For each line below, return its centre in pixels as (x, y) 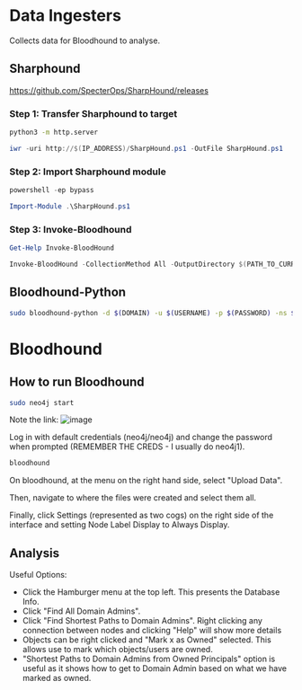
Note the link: (34, 420)
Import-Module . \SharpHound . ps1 (70, 206)
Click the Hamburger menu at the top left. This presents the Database (151, 592)
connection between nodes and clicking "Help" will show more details (152, 631)
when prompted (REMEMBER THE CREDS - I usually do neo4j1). (127, 447)
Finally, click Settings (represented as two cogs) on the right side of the (142, 515)
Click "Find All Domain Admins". (81, 611)
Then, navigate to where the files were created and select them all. (133, 498)
